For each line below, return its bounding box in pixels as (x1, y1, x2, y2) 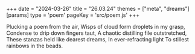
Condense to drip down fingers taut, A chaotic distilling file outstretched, (6, 29, 187, 37)
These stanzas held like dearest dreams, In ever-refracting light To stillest (6, 36, 189, 43)
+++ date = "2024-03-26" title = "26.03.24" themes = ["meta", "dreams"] (6, 5, 190, 12)
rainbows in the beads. (6, 42, 63, 49)
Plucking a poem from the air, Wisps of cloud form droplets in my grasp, (6, 23, 185, 30)
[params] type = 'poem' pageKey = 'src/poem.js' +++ (6, 11, 140, 19)
